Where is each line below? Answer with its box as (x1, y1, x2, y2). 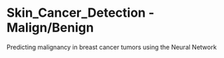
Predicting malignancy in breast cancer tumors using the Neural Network (6, 43, 217, 51)
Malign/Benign (6, 20, 94, 36)
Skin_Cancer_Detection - (6, 5, 155, 21)
